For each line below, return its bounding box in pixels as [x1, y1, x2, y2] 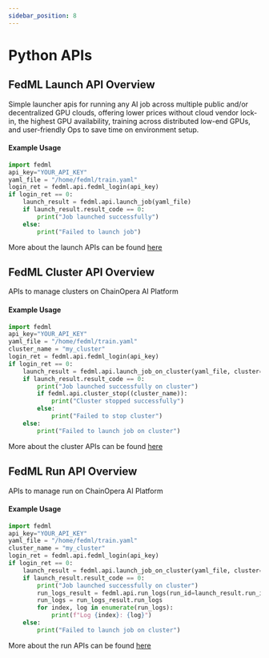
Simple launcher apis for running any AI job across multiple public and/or [8, 99, 249, 109]
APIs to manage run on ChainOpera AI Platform [8, 486, 164, 496]
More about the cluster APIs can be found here [8, 441, 163, 451]
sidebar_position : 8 [8, 11, 78, 20]
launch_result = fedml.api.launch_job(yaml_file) [22, 198, 192, 207]
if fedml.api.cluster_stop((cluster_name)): [37, 390, 188, 398]
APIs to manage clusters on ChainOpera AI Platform [8, 287, 179, 296]
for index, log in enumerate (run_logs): [37, 604, 174, 612]
